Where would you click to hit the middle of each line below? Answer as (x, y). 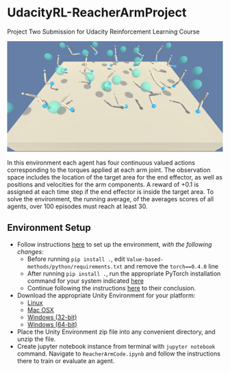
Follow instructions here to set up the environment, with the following (114, 244)
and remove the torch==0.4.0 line (171, 266)
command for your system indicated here (85, 281)
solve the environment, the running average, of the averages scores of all (111, 199)
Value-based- (145, 259)
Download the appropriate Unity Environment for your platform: (106, 295)
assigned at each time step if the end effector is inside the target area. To (111, 191)
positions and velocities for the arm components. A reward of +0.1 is (103, 184)
